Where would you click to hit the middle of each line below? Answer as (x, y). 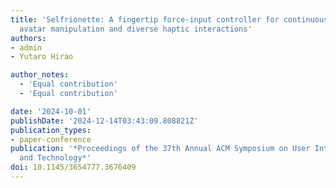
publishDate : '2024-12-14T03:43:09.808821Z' (104, 121)
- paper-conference (51, 139)
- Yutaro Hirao (42, 57)
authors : (28, 38)
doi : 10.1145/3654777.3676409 (73, 167)
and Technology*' (55, 158)
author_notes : (40, 75)
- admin (26, 47)
